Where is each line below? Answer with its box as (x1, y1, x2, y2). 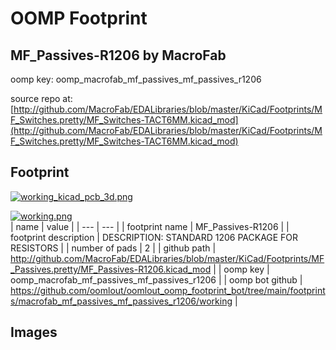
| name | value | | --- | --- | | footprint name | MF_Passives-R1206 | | (10, 220, 290, 232)
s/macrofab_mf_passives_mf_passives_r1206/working (10, 295, 233, 307)
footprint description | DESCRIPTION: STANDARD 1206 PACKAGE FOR (10, 231, 299, 243)
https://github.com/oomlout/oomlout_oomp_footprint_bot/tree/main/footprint (10, 284, 326, 296)
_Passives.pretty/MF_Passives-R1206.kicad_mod (10, 263, 212, 275)
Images (10, 324, 58, 341)
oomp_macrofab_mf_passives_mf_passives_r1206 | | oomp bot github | (10, 273, 303, 286)
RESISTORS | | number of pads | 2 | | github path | (10, 242, 217, 254)
